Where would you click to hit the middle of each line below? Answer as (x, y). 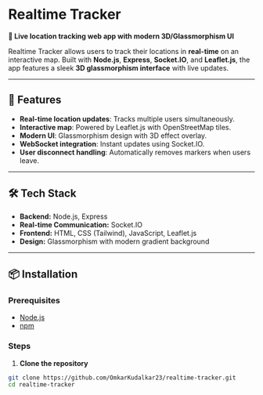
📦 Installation (43, 274)
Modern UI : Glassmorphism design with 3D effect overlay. (113, 136)
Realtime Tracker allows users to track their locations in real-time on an (124, 51)
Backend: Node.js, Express (63, 216)
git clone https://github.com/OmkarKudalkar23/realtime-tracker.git (122, 378)
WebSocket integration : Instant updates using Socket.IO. (112, 143)
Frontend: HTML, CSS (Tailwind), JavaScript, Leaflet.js (108, 233)
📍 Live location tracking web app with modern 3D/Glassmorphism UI (121, 36)
